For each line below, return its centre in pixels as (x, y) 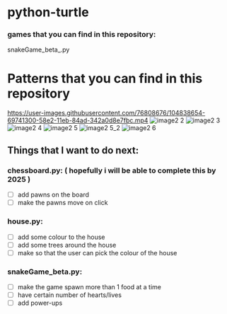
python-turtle (48, 12)
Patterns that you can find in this (105, 78)
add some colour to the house (61, 237)
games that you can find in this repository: (82, 35)
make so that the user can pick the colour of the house (97, 252)
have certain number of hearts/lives (70, 295)
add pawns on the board (53, 194)
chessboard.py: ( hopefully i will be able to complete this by (112, 170)
